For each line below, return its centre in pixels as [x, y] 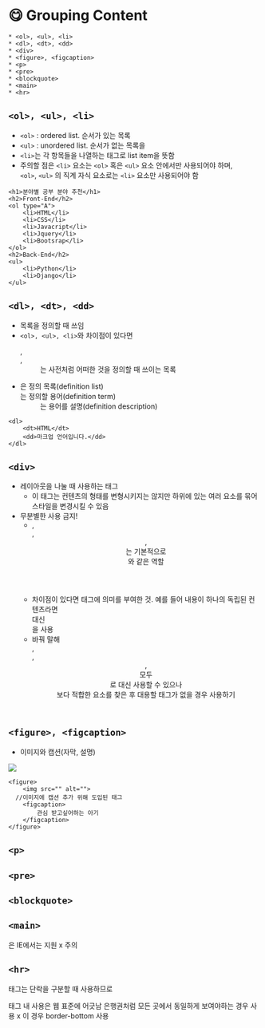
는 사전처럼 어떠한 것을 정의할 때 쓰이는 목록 [108, 369]
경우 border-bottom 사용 [70, 1015]
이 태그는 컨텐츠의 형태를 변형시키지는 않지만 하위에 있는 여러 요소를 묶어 [144, 496]
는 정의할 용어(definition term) [68, 396]
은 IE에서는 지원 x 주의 [43, 945]
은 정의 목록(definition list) [61, 386]
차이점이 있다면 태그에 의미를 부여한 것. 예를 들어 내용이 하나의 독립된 [139, 599]
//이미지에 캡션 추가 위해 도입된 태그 [69, 797]
